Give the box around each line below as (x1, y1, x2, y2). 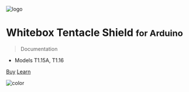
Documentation (20, 45, 58, 52)
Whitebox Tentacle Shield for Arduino (6, 26, 183, 39)
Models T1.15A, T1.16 (14, 56, 64, 64)
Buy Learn (6, 68, 31, 75)
